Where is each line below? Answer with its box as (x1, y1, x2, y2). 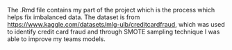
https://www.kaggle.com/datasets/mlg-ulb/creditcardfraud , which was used (7, 21, 225, 28)
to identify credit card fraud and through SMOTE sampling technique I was (7, 27, 220, 36)
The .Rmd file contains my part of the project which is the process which (7, 6, 215, 14)
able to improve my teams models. (7, 35, 106, 43)
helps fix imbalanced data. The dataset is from (7, 13, 140, 21)
